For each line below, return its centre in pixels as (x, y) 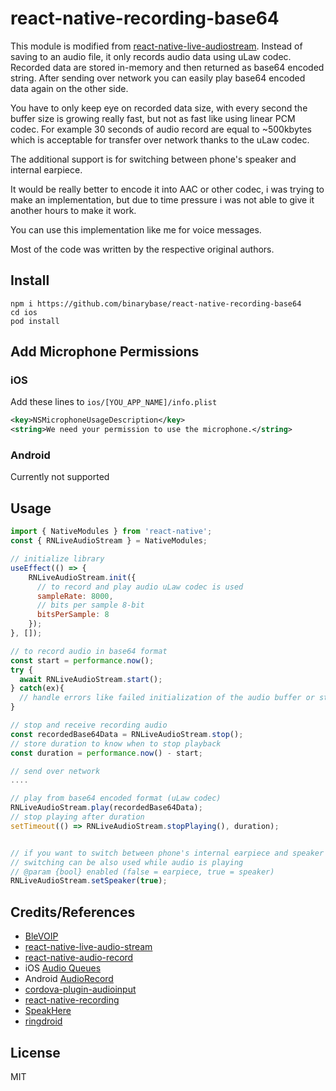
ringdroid (43, 1021)
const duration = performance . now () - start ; (106, 753)
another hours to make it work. (73, 210)
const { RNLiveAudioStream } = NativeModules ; (109, 541)
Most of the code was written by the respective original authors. (142, 249)
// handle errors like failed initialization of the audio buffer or (167, 698)
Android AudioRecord (69, 979)
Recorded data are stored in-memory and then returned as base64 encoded (167, 67)
